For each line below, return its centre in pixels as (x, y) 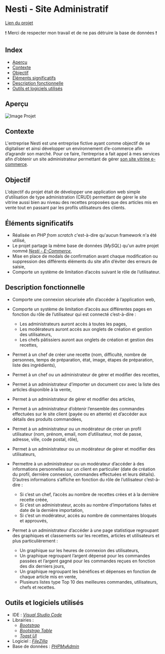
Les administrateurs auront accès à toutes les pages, (73, 324)
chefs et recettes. (37, 587)
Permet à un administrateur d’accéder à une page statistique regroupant (85, 530)
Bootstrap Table (36, 630)
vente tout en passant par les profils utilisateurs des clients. (66, 208)
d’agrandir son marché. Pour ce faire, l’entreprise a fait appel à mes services (82, 154)
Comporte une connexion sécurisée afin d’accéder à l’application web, (84, 299)
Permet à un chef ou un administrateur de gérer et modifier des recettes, (86, 374)
